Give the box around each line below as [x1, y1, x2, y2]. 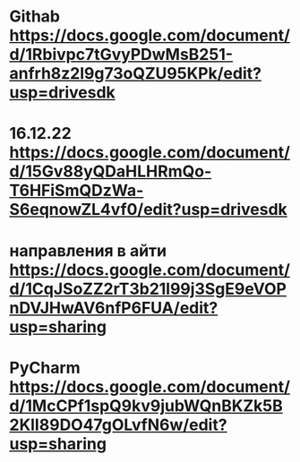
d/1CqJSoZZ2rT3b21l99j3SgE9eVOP [9, 278, 287, 299]
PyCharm [9, 357, 81, 378]
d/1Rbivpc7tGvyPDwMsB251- [9, 45, 234, 64]
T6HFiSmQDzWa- [9, 181, 144, 201]
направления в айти [9, 240, 167, 261]
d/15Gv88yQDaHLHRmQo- [9, 161, 212, 182]
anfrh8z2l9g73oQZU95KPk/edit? [9, 64, 262, 84]
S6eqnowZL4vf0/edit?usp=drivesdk [9, 200, 288, 220]
